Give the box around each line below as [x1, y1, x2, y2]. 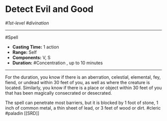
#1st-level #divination [5, 20, 49, 26]
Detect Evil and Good [5, 3, 93, 15]
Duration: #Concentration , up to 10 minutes [12, 60, 103, 66]
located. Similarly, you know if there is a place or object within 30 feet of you [5, 85, 162, 91]
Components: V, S [12, 54, 51, 60]
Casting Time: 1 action [12, 44, 59, 50]
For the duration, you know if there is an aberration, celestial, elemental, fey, [5, 74, 161, 80]
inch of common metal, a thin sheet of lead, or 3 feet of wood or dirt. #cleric [5, 105, 161, 111]
